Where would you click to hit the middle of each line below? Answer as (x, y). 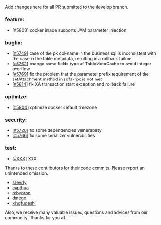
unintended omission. (27, 173)
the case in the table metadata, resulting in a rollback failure (72, 58)
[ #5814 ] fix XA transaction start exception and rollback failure (73, 84)
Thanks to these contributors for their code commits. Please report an (75, 168)
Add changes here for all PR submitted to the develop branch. (67, 7)
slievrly (19, 183)
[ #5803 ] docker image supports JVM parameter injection (69, 30)
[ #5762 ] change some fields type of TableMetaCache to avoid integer (82, 64)
